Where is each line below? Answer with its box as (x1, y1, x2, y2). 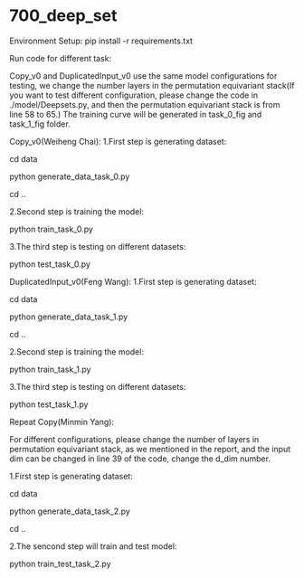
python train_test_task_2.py (9, 558, 111, 569)
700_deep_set (9, 5, 118, 26)
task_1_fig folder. (9, 118, 71, 129)
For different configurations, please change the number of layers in (9, 433, 260, 444)
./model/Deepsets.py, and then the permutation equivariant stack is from (9, 99, 280, 109)
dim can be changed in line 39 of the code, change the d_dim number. (9, 453, 271, 464)
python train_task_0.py (9, 223, 93, 234)
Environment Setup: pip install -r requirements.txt (9, 35, 193, 46)
